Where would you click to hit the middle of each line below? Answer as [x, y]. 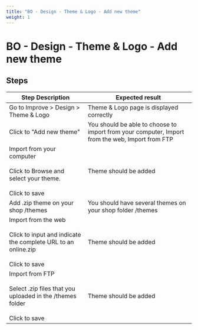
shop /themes [28, 210]
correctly [100, 115]
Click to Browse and [37, 171]
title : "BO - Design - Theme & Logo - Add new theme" [74, 12]
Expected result [138, 97]
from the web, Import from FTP [131, 139]
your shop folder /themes [123, 210]
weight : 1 [18, 17]
